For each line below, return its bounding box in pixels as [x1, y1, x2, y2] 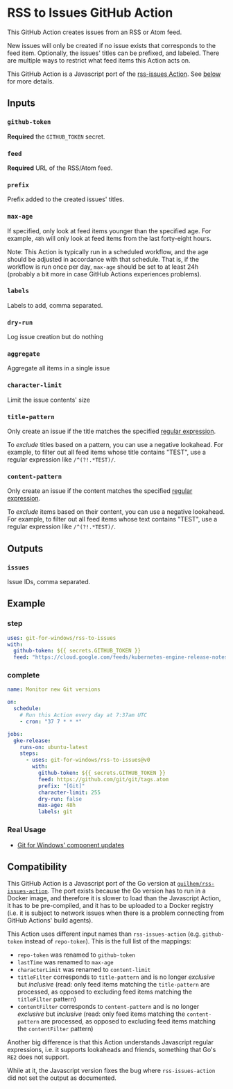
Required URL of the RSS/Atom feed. [7, 164, 113, 172]
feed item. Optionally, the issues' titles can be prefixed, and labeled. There [7, 49, 220, 57]
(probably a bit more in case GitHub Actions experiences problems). [7, 269, 202, 278]
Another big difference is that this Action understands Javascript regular [7, 1038, 214, 1047]
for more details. [7, 77, 54, 85]
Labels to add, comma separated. [7, 301, 103, 309]
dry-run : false [37, 795, 82, 802]
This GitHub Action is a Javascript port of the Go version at [7, 879, 176, 888]
